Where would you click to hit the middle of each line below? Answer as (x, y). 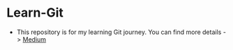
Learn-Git (35, 13)
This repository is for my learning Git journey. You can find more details (119, 32)
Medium (35, 39)
